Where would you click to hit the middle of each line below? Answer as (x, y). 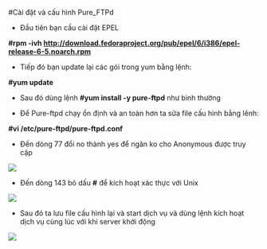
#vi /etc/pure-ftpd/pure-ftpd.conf (66, 128)
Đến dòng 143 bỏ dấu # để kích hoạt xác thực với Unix (109, 183)
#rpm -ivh (25, 43)
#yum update (31, 82)
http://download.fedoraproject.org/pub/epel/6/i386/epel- (142, 43)
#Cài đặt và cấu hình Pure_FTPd (61, 12)
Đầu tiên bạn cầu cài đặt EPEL (69, 27)
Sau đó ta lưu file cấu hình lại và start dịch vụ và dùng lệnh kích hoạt (132, 213)
